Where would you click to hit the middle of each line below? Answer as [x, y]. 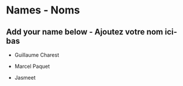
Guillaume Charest [37, 55]
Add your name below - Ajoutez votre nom [85, 32]
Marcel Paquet [32, 66]
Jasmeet [25, 78]
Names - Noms [43, 10]
